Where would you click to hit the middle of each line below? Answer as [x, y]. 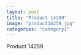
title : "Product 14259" [37, 18]
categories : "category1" [38, 29]
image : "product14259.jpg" [41, 23]
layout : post [23, 12]
